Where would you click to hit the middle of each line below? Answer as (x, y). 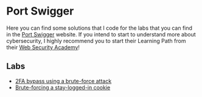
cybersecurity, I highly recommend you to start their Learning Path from (96, 41)
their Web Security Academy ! (43, 47)
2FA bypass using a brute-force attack (63, 81)
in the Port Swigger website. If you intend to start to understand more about (101, 34)
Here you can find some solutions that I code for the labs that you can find (99, 28)
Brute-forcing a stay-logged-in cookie (63, 87)
